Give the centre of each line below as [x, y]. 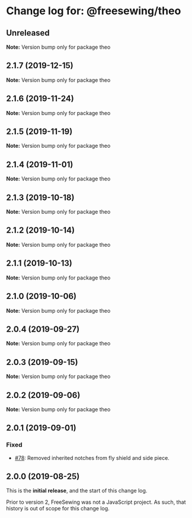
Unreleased [28, 33]
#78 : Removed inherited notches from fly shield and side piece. [92, 457]
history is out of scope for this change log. [58, 509]
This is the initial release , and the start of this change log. [77, 491]
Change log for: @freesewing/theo [94, 11]
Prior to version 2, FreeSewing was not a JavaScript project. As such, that [96, 502]
